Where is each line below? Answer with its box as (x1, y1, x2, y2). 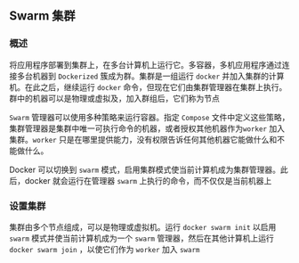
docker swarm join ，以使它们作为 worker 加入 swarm (9, 243, 200, 254)
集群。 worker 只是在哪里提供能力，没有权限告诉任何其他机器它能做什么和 (9, 134, 278, 144)
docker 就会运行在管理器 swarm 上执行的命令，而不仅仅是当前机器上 (24, 175, 272, 185)
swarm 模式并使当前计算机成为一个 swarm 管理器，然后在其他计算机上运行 (9, 233, 274, 243)
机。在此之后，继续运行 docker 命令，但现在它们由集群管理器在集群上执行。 (9, 81, 287, 92)
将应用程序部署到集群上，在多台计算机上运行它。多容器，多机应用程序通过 (9, 59, 282, 70)
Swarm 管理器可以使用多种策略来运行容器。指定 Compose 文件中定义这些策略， (9, 111, 290, 122)
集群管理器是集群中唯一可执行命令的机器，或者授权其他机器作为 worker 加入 (9, 123, 285, 134)
